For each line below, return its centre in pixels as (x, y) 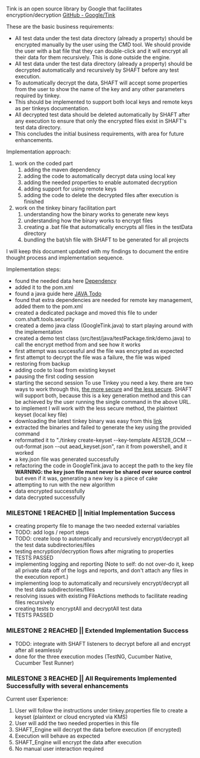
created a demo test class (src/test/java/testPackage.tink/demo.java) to (103, 338)
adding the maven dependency (62, 170)
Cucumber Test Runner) (44, 663)
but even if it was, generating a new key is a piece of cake (86, 478)
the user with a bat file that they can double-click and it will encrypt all (101, 51)
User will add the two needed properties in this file (77, 723)
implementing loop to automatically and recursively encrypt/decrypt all (102, 583)
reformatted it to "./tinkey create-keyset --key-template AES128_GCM (100, 440)
